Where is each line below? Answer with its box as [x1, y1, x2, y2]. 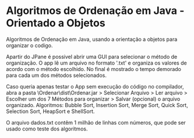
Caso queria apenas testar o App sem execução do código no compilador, [6, 83, 185, 90]
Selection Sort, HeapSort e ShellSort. [6, 108, 95, 115]
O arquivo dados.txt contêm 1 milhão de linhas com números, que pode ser [6, 119, 186, 126]
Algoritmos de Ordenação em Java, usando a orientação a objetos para [6, 36, 178, 43]
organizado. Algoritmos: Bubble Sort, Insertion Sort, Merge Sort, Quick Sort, [6, 101, 188, 108]
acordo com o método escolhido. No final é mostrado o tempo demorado [6, 65, 182, 72]
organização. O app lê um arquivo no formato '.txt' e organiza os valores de [6, 59, 188, 66]
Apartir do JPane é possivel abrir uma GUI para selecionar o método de [6, 53, 178, 60]
